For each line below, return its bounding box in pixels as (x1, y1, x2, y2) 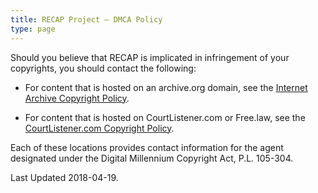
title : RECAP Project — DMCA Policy (10, 14, 163, 25)
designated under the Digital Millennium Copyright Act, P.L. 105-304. (10, 152, 294, 164)
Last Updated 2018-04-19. (10, 171, 119, 183)
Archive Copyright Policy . (24, 92, 130, 104)
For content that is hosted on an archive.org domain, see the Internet (24, 81, 308, 93)
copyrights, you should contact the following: (10, 62, 197, 74)
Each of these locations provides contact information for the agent (10, 141, 284, 153)
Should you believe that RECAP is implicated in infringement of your (10, 51, 290, 63)
